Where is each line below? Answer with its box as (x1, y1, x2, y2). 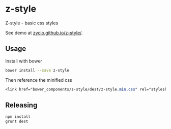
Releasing (5, 101, 38, 109)
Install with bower (5, 58, 42, 64)
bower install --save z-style (5, 68, 70, 73)
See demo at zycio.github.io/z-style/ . (5, 29, 83, 36)
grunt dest (5, 119, 28, 124)
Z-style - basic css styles (5, 20, 59, 26)
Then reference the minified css (5, 77, 72, 83)
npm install (5, 114, 31, 119)
